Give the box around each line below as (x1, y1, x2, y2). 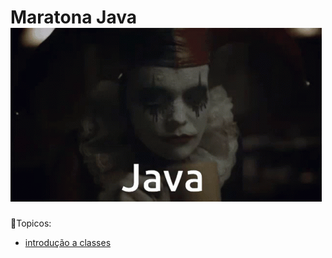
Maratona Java (10, 6, 138, 29)
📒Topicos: (10, 217, 52, 229)
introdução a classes (24, 236, 112, 248)
